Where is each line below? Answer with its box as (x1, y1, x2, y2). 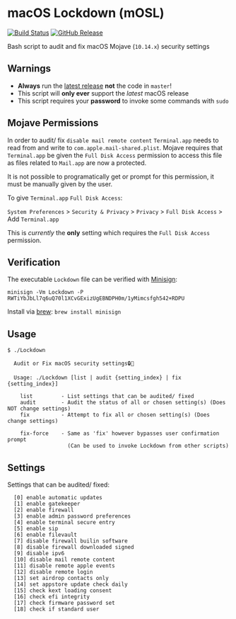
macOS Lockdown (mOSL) (7, 5, 165, 21)
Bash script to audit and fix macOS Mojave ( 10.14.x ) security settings (7, 42, 210, 50)
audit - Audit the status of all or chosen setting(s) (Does (20, 399, 226, 407)
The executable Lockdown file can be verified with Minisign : (7, 275, 178, 284)
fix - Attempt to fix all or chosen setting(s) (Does (20, 411, 211, 419)
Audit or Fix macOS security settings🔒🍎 (13, 360, 134, 368)
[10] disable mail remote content (13, 556, 115, 563)
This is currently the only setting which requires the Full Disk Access (7, 228, 211, 237)
